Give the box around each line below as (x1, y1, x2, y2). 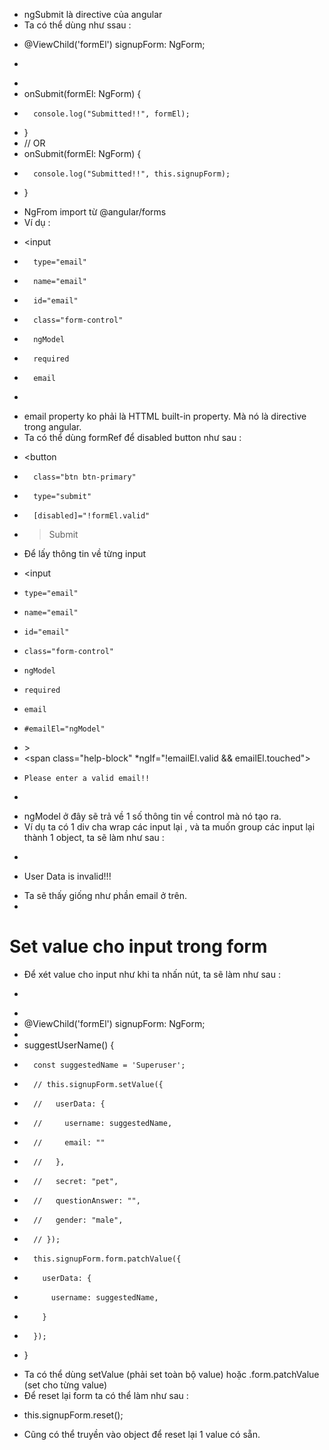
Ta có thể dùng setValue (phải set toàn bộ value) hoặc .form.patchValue (23, 1368, 320, 1380)
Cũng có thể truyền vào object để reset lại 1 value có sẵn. (23, 1428, 261, 1440)
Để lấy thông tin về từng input (23, 548, 147, 559)
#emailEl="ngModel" (23, 724, 106, 734)
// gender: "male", (33, 1215, 124, 1225)
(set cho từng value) (23, 1379, 108, 1391)
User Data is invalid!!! (23, 870, 112, 882)
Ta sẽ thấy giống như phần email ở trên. (23, 890, 188, 901)
